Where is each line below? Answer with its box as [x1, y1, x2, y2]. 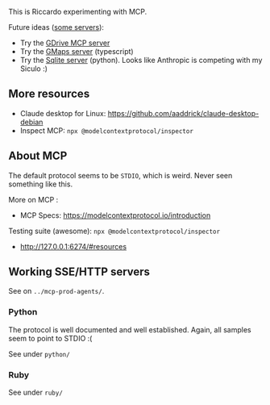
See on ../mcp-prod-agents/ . [8, 286, 105, 296]
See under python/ [8, 349, 70, 358]
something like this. [8, 179, 73, 189]
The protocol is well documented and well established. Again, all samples [8, 324, 251, 334]
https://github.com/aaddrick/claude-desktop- [107, 108, 260, 118]
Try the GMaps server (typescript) [19, 47, 135, 56]
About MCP [8, 149, 68, 163]
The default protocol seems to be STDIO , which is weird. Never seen [8, 170, 233, 180]
